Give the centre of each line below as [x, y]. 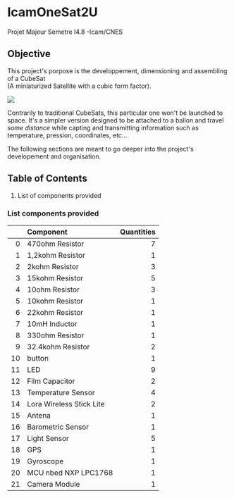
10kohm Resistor [55, 301]
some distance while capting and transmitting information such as [103, 127]
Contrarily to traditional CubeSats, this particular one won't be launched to [115, 113]
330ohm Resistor [56, 335]
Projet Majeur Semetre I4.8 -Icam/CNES [65, 32]
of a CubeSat [26, 78]
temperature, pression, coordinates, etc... [67, 135]
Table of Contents [48, 179]
